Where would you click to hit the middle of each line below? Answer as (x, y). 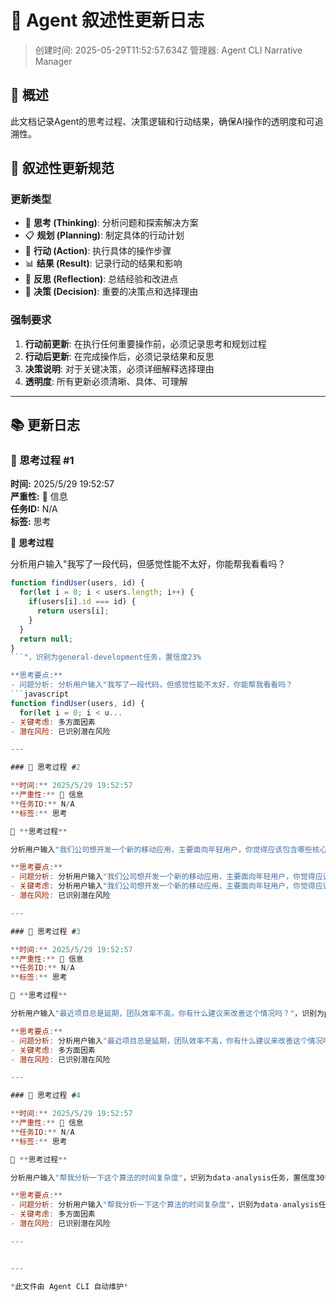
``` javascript (40, 694)
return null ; (46, 639)
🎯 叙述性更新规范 (62, 168)
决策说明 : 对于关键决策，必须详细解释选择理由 (119, 368)
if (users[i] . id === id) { (82, 602)
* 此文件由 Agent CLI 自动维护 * (69, 1286)
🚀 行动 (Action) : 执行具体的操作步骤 (98, 251)
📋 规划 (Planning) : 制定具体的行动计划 (104, 235)
